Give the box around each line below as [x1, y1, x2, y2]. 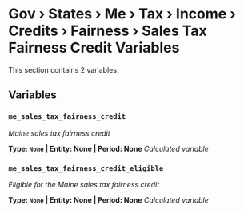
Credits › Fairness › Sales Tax [8, 22, 207, 40]
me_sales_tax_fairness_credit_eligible [8, 164, 164, 172]
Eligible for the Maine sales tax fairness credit [8, 179, 160, 189]
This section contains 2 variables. [8, 65, 119, 74]
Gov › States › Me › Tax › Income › [8, 5, 236, 23]
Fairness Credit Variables [8, 39, 180, 57]
